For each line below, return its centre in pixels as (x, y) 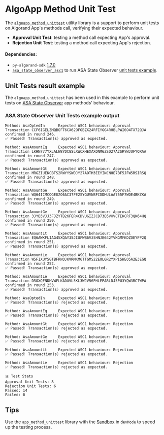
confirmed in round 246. (31, 134)
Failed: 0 (15, 395)
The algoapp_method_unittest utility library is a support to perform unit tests (82, 23)
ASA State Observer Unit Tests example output (62, 115)
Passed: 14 (16, 391)
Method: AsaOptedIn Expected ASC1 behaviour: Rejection (69, 298)
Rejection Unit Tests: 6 (31, 386)
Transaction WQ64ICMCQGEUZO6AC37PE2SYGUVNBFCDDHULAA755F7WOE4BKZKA (76, 195)
